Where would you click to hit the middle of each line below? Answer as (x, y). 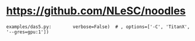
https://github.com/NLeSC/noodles (96, 11)
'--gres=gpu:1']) (28, 32)
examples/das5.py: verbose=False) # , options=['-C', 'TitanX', (98, 27)
